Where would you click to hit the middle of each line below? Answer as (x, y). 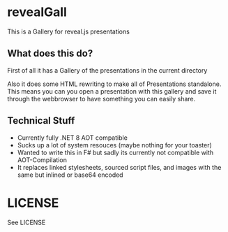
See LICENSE (26, 222)
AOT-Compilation (42, 160)
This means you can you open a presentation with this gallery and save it (112, 91)
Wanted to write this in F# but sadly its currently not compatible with (115, 152)
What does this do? (50, 53)
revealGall (37, 12)
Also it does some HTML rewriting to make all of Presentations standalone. (114, 84)
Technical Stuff (41, 121)
